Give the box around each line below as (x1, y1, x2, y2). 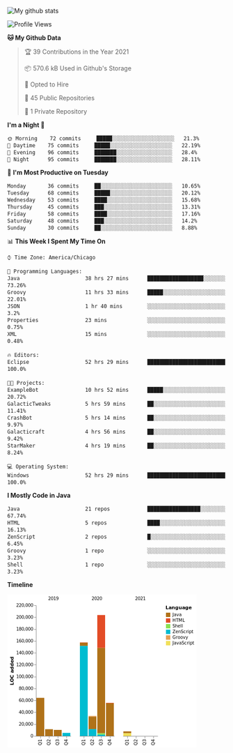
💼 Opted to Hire (24, 80, 70, 89)
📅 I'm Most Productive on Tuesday (7, 168, 109, 176)
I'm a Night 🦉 (7, 121, 45, 129)
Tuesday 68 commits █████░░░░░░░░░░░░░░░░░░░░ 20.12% (7, 190, 200, 197)
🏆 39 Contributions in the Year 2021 (24, 47, 129, 56)
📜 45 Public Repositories (24, 94, 95, 102)
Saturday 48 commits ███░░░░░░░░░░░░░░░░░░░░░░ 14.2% (7, 218, 198, 225)
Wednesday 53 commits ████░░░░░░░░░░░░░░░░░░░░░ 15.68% (7, 197, 200, 204)
